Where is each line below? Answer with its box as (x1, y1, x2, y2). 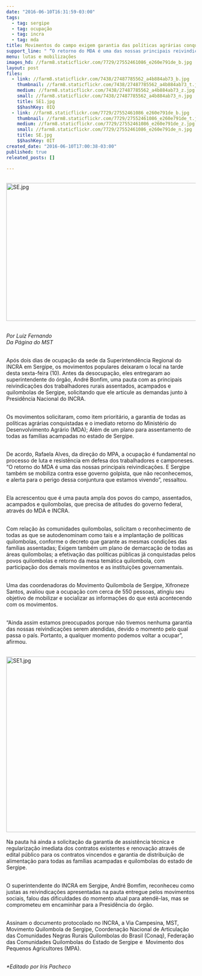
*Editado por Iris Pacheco (6, 963, 71, 971)
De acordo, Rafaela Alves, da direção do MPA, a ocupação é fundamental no (6, 450, 196, 458)
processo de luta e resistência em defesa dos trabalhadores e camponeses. (6, 457, 194, 464)
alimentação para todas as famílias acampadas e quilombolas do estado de (6, 857, 193, 865)
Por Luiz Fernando (6, 332, 52, 339)
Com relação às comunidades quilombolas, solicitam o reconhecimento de (6, 525, 191, 532)
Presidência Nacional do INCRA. (6, 395, 86, 403)
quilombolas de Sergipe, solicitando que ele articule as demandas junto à (6, 389, 188, 396)
